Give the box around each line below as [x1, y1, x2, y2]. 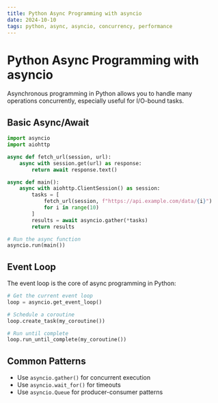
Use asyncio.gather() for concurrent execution [16, 374, 151, 382]
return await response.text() [31, 166, 118, 173]
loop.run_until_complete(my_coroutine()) [7, 337, 127, 343]
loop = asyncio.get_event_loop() [7, 299, 103, 306]
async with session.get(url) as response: [19, 160, 142, 167]
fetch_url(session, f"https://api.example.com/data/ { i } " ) [43, 198, 213, 205]
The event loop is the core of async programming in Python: [7, 279, 176, 288]
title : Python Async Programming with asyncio [7, 10, 142, 17]
